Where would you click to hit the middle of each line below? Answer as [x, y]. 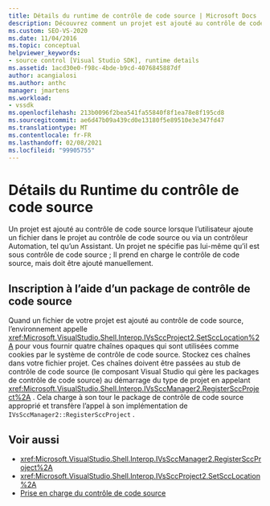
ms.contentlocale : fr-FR [50, 135]
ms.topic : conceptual [45, 46]
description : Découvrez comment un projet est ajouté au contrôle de [127, 23]
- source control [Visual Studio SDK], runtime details [104, 61]
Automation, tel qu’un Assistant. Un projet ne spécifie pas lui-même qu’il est [134, 247]
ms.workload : [30, 98]
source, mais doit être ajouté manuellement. [81, 263]
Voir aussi [34, 440]
